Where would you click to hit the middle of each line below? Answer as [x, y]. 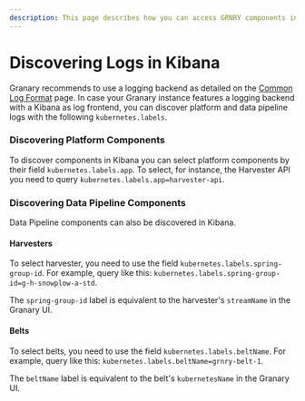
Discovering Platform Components [87, 140]
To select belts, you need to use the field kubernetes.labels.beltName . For [148, 351]
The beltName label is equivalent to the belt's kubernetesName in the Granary [150, 378]
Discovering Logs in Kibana [115, 62]
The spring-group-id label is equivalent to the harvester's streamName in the [150, 300]
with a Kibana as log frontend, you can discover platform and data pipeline [149, 107]
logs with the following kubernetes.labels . [89, 117]
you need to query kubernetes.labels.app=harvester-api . [117, 179]
